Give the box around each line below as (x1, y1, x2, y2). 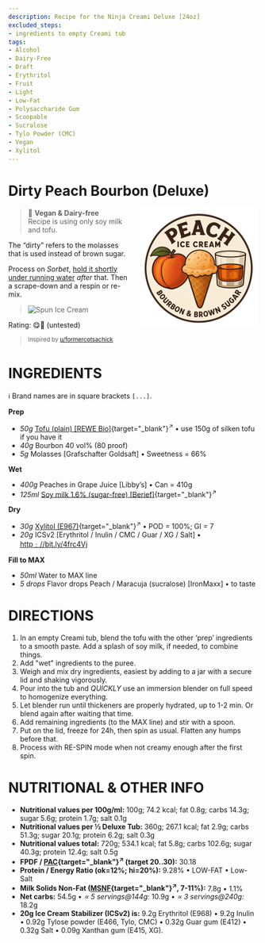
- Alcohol (8, 46, 41, 55)
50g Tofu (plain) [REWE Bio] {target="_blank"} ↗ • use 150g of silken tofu (19, 423, 255, 433)
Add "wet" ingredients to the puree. (19, 658, 136, 668)
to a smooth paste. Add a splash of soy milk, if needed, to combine (19, 642, 239, 651)
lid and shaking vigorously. (19, 675, 108, 685)
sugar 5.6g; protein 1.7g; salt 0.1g (19, 814, 127, 822)
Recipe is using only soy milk (27, 217, 123, 226)
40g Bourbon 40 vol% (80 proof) (19, 440, 129, 450)
